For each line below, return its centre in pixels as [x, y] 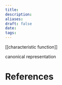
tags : [11, 33]
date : [11, 28]
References [29, 77]
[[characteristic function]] [31, 47]
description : [19, 14]
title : [12, 10]
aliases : [14, 19]
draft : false [19, 24]
